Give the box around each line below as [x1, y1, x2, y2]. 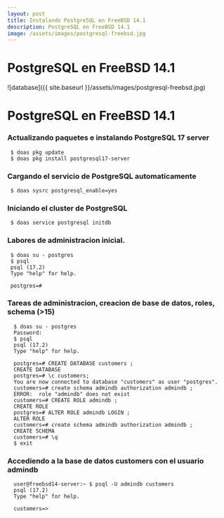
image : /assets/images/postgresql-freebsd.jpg [7, 29, 146, 37]
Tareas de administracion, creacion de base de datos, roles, [7, 298, 216, 308]
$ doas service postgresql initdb [10, 219, 112, 227]
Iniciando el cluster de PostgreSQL [7, 203, 128, 213]
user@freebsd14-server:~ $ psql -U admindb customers [13, 481, 174, 488]
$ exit [13, 439, 33, 446]
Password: [13, 329, 42, 336]
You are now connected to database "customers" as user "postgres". [13, 378, 218, 385]
